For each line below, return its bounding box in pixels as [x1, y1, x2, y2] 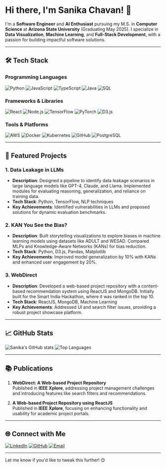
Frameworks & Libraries [5, 97, 63, 104]
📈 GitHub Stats [5, 329, 53, 337]
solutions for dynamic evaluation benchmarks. [12, 209, 107, 215]
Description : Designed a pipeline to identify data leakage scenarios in [12, 177, 155, 183]
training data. [12, 193, 40, 199]
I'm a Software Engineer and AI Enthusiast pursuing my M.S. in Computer [5, 21, 158, 27]
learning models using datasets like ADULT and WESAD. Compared [12, 238, 149, 244]
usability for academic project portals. [12, 410, 90, 416]
